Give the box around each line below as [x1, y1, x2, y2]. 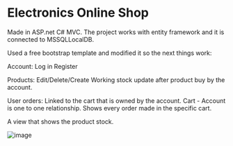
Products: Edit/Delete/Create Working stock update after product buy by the [7, 75, 225, 84]
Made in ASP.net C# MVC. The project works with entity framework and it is [7, 28, 225, 36]
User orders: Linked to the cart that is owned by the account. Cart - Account [7, 96, 226, 105]
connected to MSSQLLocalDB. [7, 35, 95, 43]
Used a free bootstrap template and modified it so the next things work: [7, 49, 212, 57]
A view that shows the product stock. [7, 117, 114, 126]
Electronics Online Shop [7, 5, 150, 21]
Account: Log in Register [7, 62, 78, 70]
